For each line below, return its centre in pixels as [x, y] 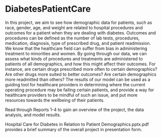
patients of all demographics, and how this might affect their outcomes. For [80, 64]
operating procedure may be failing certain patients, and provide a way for [80, 90]
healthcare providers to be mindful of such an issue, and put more [71, 95]
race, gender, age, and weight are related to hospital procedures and [74, 27]
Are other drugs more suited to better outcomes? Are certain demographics [81, 74]
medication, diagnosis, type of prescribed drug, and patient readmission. [78, 43]
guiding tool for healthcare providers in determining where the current [75, 84]
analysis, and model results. [33, 115]
